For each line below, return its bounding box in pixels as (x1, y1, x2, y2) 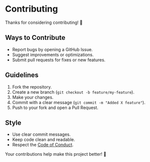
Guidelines (5, 71, 39, 79)
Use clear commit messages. (12, 131, 71, 137)
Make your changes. (12, 94, 54, 100)
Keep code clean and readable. (12, 137, 75, 143)
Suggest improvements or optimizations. (12, 52, 94, 57)
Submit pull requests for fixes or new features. (12, 57, 106, 63)
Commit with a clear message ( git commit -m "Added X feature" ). (12, 99, 146, 105)
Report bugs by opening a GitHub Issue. (12, 46, 93, 52)
